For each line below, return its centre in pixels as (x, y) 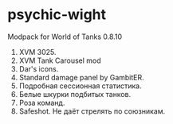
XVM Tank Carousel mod (60, 60)
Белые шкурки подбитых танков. (75, 94)
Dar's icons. (39, 68)
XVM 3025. (37, 52)
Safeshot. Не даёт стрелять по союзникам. (92, 111)
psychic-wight (57, 15)
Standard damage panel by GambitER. (81, 77)
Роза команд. (42, 103)
